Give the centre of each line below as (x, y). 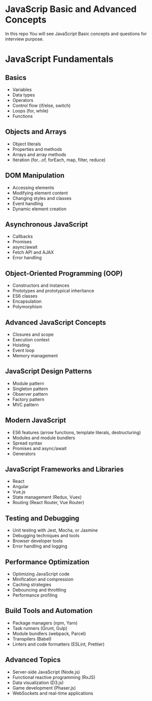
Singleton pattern (30, 389)
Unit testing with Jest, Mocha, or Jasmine (55, 530)
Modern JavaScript (36, 420)
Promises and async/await (39, 448)
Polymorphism (27, 307)
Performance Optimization (47, 562)
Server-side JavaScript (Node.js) (46, 672)
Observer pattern (30, 394)
